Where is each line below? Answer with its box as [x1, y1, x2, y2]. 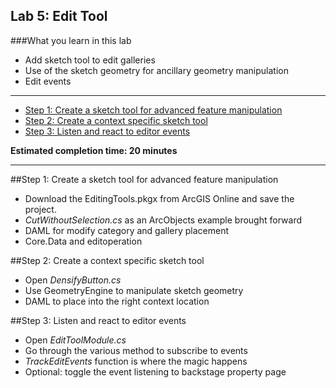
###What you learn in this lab [10, 34, 132, 46]
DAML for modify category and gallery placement [24, 224, 230, 236]
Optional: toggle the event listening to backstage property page [24, 365, 287, 378]
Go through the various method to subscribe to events [24, 344, 248, 356]
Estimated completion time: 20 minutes [10, 144, 178, 156]
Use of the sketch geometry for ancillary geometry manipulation [24, 64, 289, 76]
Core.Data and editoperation [24, 235, 143, 247]
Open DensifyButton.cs [24, 274, 122, 286]
